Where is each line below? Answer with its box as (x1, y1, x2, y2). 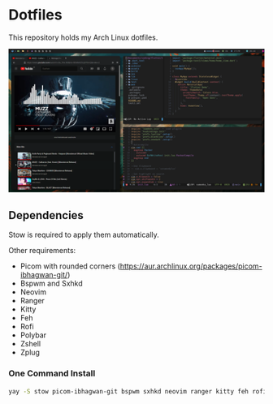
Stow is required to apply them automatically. (8, 230, 160, 240)
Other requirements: (8, 246, 76, 256)
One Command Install (8, 367, 96, 379)
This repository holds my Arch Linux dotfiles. (8, 32, 158, 42)
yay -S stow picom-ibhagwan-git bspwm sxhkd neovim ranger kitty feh (8, 387, 249, 395)
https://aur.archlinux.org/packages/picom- (119, 261, 262, 271)
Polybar (19, 330, 47, 340)
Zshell (19, 339, 41, 349)
